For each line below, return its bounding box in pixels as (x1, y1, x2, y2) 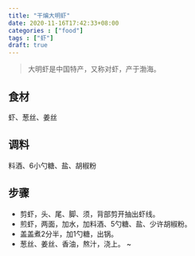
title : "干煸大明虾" (8, 11, 70, 20)
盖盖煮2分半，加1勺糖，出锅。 (19, 229, 119, 238)
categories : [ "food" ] (8, 26, 84, 34)
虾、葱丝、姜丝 (8, 112, 57, 122)
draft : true (8, 41, 48, 49)
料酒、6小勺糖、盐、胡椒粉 (8, 160, 97, 170)
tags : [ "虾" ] (8, 33, 54, 42)
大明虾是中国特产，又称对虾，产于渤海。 (27, 65, 161, 74)
